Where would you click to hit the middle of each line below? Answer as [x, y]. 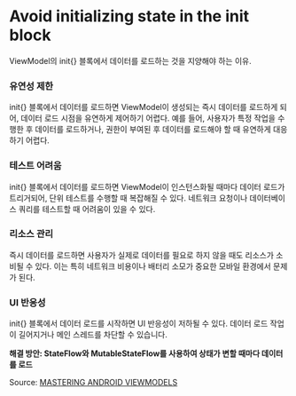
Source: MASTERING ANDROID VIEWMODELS [93, 383]
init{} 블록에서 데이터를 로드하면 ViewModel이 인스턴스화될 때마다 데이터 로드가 [147, 186]
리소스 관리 [31, 234]
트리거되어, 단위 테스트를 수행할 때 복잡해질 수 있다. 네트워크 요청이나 [129, 198]
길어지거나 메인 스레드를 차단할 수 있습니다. [93, 335]
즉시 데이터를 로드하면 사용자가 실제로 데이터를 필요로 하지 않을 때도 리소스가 [142, 255]
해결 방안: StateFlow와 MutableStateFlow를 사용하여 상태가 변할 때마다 [135, 353]
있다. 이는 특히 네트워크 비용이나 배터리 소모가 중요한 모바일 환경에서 [153, 266]
